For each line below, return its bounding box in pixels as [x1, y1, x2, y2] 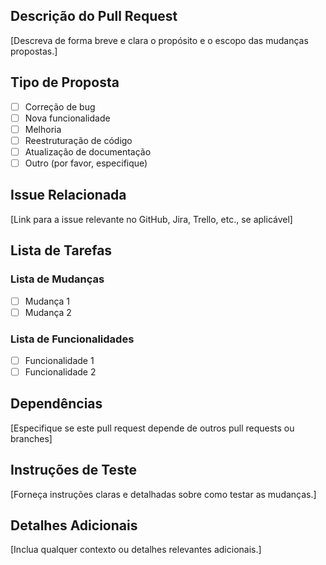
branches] [10, 432, 53, 444]
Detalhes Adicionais [10, 517, 138, 534]
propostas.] [10, 45, 58, 57]
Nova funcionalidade [24, 112, 111, 124]
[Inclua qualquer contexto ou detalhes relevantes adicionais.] [10, 544, 262, 556]
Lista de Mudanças [10, 272, 105, 286]
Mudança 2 [24, 306, 72, 318]
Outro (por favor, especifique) [24, 157, 148, 169]
